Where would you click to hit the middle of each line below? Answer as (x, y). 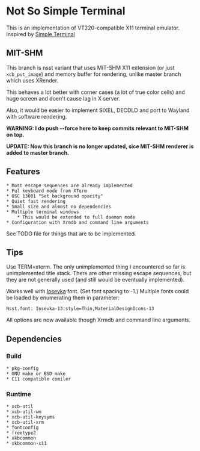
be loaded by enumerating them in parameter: (63, 298)
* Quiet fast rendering (36, 201)
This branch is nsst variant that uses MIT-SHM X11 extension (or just (90, 67)
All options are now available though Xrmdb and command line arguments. (98, 320)
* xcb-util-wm (24, 412)
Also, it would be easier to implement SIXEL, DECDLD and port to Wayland (98, 110)
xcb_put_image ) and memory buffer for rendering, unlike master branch (94, 74)
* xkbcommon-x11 (26, 444)
